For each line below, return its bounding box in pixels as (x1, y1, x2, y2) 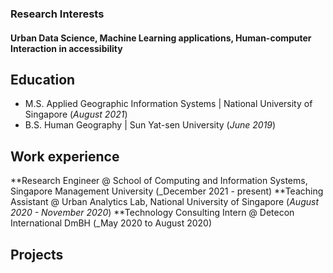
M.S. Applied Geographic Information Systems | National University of (24, 98, 313, 110)
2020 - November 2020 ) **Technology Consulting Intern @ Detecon (10, 207, 295, 219)
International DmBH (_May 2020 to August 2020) (10, 217, 213, 229)
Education (10, 71, 76, 88)
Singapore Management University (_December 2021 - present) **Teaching (10, 185, 324, 197)
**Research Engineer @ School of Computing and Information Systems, (10, 175, 308, 187)
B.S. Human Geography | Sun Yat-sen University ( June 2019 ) (24, 119, 277, 131)
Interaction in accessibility (10, 42, 123, 54)
